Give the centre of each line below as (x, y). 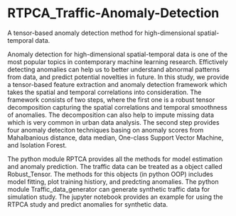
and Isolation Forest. (37, 145)
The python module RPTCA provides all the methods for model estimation (115, 159)
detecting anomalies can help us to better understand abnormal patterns (114, 69)
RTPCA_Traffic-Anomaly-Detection (113, 13)
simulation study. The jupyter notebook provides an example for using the (115, 197)
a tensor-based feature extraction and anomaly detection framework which (117, 84)
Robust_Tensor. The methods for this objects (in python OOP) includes (110, 174)
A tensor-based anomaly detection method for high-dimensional (101, 33)
